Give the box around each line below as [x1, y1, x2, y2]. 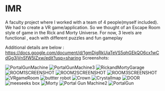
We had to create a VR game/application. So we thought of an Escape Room [5, 24, 161, 30]
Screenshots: [82, 55, 110, 61]
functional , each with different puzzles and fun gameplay [5, 35, 123, 41]
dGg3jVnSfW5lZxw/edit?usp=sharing [5, 55, 81, 61]
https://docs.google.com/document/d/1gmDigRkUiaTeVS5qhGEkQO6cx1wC [5, 50, 160, 56]
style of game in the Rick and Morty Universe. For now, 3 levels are [5, 30, 142, 35]
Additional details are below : [5, 44, 64, 50]
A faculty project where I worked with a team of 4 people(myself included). [5, 19, 159, 25]
